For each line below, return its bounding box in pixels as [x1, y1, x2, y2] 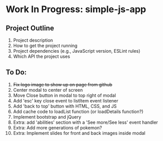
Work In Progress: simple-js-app [6, 4, 146, 15]
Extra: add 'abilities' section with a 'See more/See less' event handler [13, 119, 158, 125]
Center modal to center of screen [13, 87, 83, 93]
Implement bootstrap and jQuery [13, 114, 82, 120]
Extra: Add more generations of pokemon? [13, 124, 102, 130]
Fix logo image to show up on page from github [13, 81, 113, 87]
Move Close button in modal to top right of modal [13, 92, 116, 98]
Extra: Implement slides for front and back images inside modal [13, 130, 146, 136]
